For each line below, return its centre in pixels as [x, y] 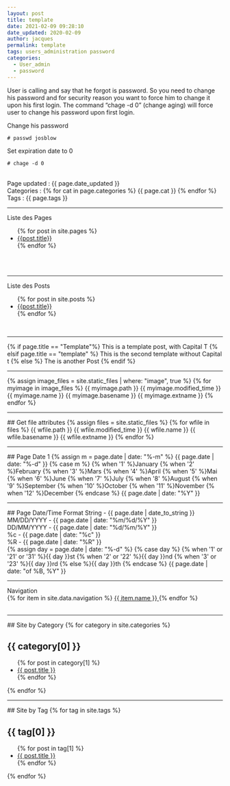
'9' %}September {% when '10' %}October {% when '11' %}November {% [111, 486]
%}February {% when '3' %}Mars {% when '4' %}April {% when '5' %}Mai [112, 471]
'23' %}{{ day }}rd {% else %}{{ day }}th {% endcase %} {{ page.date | [107, 563]
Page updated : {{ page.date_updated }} [63, 183]
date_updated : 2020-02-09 [44, 33]
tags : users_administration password [61, 52]
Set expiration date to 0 [40, 151]
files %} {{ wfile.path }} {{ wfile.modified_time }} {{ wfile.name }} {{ [101, 430]
